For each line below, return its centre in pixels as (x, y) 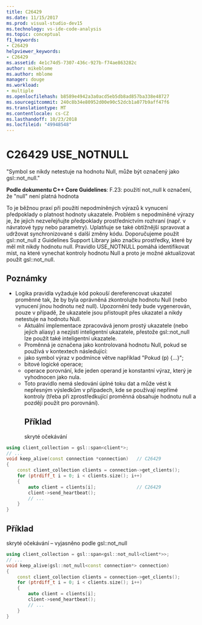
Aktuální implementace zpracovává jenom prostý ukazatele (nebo (106, 325)
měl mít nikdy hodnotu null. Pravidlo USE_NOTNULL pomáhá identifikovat (98, 247)
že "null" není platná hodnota (42, 196)
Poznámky (27, 279)
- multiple (20, 91)
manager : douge (25, 79)
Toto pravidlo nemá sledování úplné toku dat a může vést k (98, 383)
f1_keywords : (23, 40)
